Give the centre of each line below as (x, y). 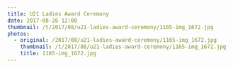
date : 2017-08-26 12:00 (42, 21)
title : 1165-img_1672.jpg (58, 54)
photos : (19, 34)
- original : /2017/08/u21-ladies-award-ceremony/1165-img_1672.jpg (115, 40)
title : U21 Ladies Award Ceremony (58, 14)
